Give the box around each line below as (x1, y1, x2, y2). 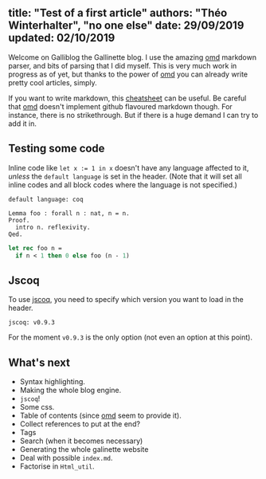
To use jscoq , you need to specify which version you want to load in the (8, 295, 244, 304)
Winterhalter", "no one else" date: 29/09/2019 (8, 19, 244, 33)
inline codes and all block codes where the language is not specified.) (8, 179, 237, 190)
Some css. (19, 402, 55, 411)
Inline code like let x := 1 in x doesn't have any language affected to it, (8, 163, 249, 172)
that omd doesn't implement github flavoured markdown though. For (8, 101, 233, 111)
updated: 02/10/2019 (8, 31, 115, 45)
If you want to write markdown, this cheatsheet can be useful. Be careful (8, 93, 247, 103)
